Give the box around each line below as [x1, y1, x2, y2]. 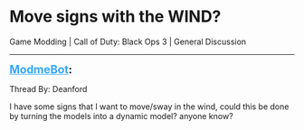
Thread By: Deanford [9, 83, 88, 94]
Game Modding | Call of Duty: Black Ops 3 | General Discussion [9, 36, 247, 47]
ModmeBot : [9, 61, 72, 77]
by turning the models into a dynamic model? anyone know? [9, 110, 233, 121]
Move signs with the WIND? [9, 6, 222, 27]
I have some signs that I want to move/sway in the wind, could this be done [9, 101, 290, 112]
